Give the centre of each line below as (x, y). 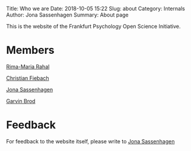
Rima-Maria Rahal (28, 66)
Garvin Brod (21, 101)
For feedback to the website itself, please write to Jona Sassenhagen (90, 141)
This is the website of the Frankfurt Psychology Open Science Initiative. (93, 26)
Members (30, 50)
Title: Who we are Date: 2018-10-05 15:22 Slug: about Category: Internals (95, 9)
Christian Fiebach (28, 78)
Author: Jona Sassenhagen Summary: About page (67, 15)
